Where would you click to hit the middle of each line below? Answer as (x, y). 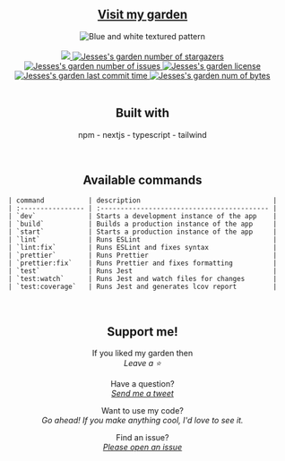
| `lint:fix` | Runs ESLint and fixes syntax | (142, 248)
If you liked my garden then (142, 354)
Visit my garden (142, 15)
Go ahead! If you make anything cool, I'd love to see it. (142, 421)
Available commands (142, 180)
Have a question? (142, 384)
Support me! (142, 332)
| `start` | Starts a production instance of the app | (142, 232)
